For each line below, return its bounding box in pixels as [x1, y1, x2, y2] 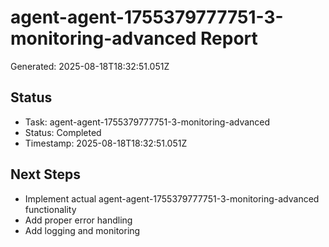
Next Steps [10, 166, 81, 183]
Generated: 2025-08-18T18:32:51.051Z [10, 60, 170, 72]
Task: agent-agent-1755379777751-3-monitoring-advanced [24, 116, 271, 128]
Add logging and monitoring [24, 224, 141, 236]
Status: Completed [24, 126, 102, 138]
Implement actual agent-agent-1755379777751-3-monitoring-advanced [24, 192, 320, 205]
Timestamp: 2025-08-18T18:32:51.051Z [24, 137, 188, 149]
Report [200, 27, 258, 50]
